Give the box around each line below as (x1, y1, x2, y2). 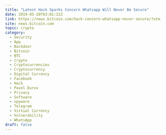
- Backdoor (9, 44, 32, 49)
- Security (9, 35, 32, 40)
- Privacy (9, 90, 30, 95)
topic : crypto (5, 26, 35, 31)
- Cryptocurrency (9, 67, 45, 72)
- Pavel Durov (9, 85, 39, 90)
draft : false (5, 122, 32, 127)
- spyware (9, 99, 30, 104)
